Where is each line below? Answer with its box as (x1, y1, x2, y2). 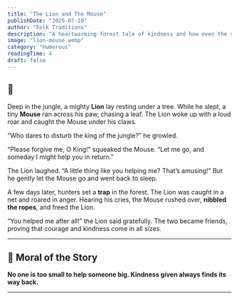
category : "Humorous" (7, 43, 72, 51)
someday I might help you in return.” (7, 152, 114, 161)
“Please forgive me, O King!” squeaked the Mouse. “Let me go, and (7, 145, 205, 153)
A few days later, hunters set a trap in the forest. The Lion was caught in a (7, 187, 224, 196)
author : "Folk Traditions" (7, 24, 87, 31)
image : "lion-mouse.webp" (7, 37, 84, 44)
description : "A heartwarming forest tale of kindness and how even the (7, 30, 228, 38)
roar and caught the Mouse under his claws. (7, 117, 137, 125)
